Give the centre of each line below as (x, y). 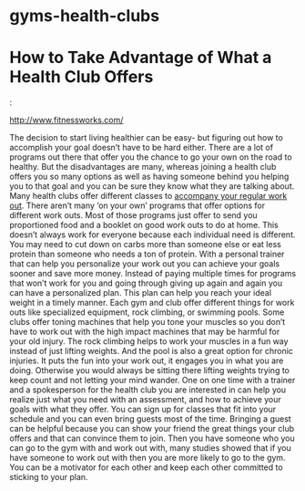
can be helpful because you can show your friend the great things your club (152, 429)
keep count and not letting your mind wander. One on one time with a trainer (152, 381)
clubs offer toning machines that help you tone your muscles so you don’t (147, 322)
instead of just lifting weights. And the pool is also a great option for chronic (152, 351)
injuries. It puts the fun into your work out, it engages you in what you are (147, 360)
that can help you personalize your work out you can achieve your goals (145, 264)
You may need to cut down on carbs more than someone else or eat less (146, 245)
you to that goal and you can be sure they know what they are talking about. (152, 186)
